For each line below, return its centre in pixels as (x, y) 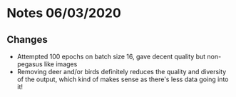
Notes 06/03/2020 (64, 13)
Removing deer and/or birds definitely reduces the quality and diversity (122, 72)
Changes (27, 40)
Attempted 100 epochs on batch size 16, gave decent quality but (111, 56)
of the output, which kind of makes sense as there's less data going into (123, 79)
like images (61, 64)
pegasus (30, 64)
